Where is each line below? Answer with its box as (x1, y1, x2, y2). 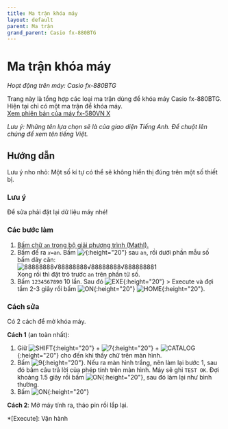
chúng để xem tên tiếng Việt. (7, 130, 88, 138)
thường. (16, 380, 40, 389)
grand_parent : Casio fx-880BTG (7, 29, 97, 36)
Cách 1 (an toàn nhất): (7, 330, 70, 338)
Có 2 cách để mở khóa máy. (7, 317, 86, 325)
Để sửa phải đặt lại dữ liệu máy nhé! (7, 208, 108, 216)
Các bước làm (7, 225, 53, 235)
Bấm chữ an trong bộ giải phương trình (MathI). (16, 241, 149, 249)
